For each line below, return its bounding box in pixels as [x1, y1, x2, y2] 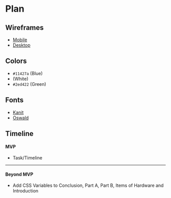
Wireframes [5, 23, 44, 32]
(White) [12, 76, 29, 82]
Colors [5, 57, 27, 65]
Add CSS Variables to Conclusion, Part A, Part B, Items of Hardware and [12, 182, 164, 188]
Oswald [12, 115, 29, 121]
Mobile [12, 37, 27, 43]
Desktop [12, 42, 31, 48]
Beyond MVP [5, 171, 34, 177]
